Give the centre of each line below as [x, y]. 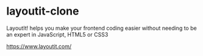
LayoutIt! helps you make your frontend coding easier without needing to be [101, 28]
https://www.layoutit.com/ [39, 46]
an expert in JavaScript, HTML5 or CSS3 [57, 34]
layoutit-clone [43, 11]
